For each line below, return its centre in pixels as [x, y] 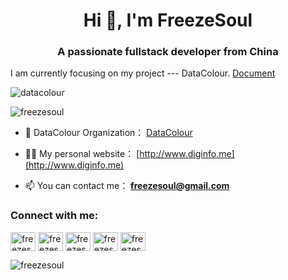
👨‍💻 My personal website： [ [82, 154]
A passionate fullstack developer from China [168, 52]
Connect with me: [54, 216]
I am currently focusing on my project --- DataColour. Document [143, 73]
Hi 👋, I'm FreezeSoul [168, 20]
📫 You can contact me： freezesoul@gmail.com [127, 186]
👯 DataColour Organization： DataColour [108, 133]
